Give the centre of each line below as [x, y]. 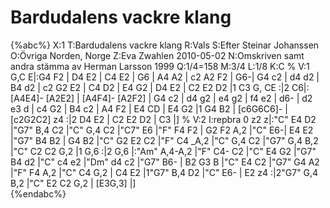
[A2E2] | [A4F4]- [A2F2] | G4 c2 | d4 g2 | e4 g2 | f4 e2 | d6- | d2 [179, 98]
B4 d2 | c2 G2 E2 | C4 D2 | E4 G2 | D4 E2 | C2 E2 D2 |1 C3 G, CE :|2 [150, 87]
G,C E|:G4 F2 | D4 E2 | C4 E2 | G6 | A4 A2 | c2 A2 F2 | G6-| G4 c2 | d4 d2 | [165, 77]
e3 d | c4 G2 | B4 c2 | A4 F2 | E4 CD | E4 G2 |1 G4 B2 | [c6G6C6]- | [149, 108]
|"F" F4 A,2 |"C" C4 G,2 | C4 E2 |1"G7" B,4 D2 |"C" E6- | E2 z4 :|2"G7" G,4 [164, 172]
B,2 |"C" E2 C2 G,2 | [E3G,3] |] [73, 183]
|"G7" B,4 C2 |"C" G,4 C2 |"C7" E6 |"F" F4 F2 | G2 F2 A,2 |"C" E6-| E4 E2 [162, 130]
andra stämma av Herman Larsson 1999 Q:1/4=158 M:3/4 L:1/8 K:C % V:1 [160, 66]
